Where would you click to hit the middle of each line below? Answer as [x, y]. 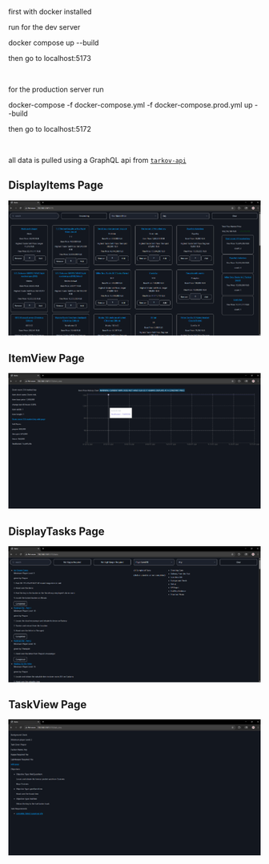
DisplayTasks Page [56, 531]
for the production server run [56, 89]
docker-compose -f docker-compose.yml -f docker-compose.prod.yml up [130, 105]
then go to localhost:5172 [50, 129]
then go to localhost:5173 [50, 58]
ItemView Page [47, 358]
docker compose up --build [54, 43]
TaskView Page [48, 705]
